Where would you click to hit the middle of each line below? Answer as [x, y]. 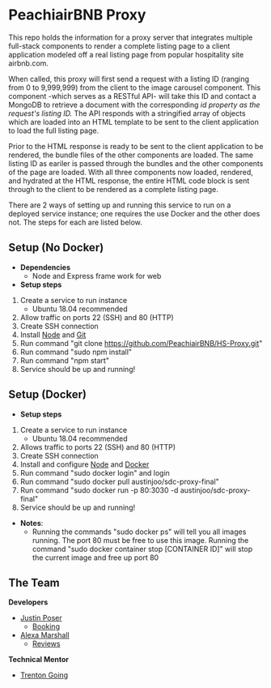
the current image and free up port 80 [95, 558]
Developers [28, 602]
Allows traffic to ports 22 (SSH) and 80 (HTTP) [98, 447]
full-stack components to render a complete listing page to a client [119, 45]
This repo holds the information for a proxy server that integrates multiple [131, 37]
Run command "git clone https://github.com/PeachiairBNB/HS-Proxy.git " [141, 343]
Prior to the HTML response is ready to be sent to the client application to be [136, 146]
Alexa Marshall [45, 635]
